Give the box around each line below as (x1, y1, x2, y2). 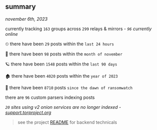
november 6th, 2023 (5, 16, 48, 22)
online (5, 31, 18, 37)
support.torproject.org (5, 109, 51, 115)
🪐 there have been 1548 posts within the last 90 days (5, 61, 117, 67)
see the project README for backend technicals (17, 119, 117, 125)
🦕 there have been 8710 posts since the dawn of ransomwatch (5, 84, 133, 91)
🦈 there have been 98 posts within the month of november (5, 51, 123, 57)
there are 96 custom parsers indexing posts (5, 94, 95, 100)
